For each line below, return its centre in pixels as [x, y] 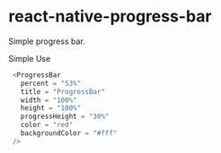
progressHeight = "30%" [65, 117]
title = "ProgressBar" [62, 91]
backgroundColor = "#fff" [69, 133]
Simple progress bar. [47, 41]
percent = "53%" [51, 83]
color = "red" [47, 125]
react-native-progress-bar [110, 17]
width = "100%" [49, 100]
